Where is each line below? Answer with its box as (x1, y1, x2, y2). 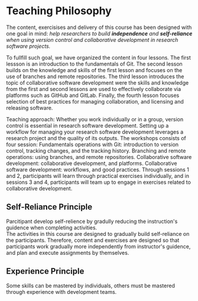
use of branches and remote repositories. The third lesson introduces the (6, 73, 184, 80)
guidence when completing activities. (6, 224, 98, 231)
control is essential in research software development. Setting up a (6, 122, 169, 129)
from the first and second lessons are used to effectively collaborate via (6, 85, 181, 92)
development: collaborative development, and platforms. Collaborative (6, 160, 177, 167)
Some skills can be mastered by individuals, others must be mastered (6, 282, 176, 289)
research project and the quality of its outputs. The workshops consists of (6, 134, 186, 141)
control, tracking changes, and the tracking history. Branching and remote (6, 147, 186, 154)
